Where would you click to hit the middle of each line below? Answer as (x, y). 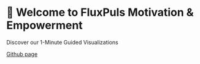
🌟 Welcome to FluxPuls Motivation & (100, 12)
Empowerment (44, 25)
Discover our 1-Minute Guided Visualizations (62, 42)
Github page (22, 54)
